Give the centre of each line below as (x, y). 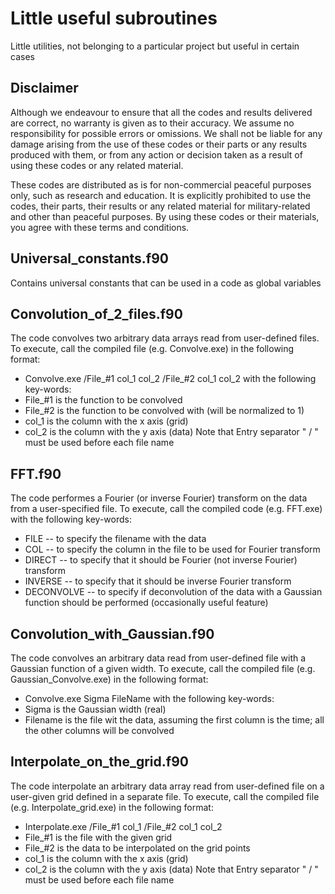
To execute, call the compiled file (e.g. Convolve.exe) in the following (152, 349)
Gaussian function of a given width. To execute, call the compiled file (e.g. (163, 668)
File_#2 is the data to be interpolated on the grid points (137, 848)
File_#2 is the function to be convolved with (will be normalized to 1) (164, 411)
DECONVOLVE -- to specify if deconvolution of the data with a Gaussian (173, 592)
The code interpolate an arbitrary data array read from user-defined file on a (167, 786)
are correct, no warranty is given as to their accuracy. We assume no (152, 123)
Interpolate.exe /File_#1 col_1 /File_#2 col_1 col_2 (123, 826)
